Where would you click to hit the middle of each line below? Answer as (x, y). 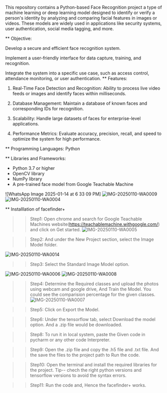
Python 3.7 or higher (34, 168)
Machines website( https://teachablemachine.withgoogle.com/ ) (95, 224)
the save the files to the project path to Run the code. (85, 355)
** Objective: (19, 38)
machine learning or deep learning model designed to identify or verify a (80, 13)
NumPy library (27, 179)
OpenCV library (29, 174)
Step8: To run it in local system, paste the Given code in (88, 334)
